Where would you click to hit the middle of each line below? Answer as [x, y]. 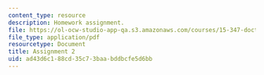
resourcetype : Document [47, 45]
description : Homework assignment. [66, 23]
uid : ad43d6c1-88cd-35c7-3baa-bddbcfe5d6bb [81, 59]
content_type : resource [47, 15]
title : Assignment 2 [42, 52]
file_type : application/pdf [54, 37]
